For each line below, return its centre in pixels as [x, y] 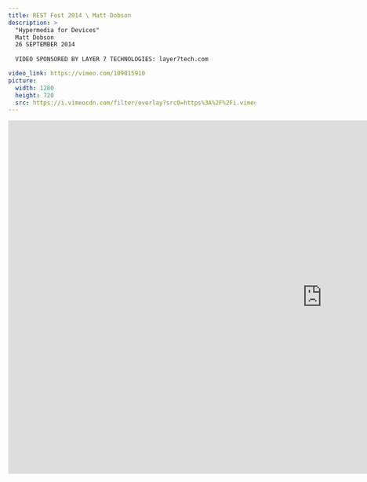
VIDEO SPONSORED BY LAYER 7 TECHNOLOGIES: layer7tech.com [112, 60]
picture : [22, 80]
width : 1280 [35, 88]
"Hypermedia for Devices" [58, 30]
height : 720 [35, 95]
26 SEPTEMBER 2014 [45, 45]
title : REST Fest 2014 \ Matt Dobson [70, 15]
